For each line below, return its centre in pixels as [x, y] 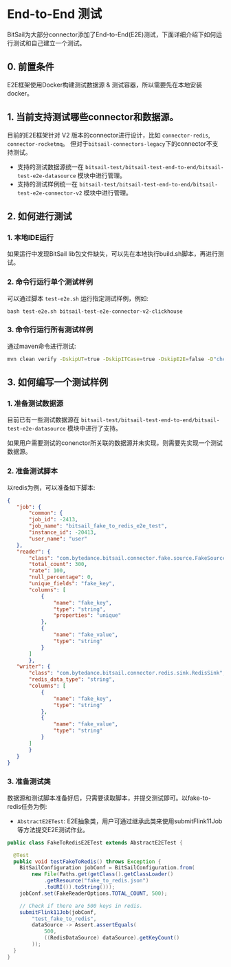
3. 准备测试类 [29, 781]
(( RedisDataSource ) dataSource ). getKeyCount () [112, 938]
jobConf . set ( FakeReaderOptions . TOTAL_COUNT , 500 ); [93, 893]
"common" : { [46, 513]
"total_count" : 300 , [58, 565]
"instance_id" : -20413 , [63, 533]
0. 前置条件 [31, 67]
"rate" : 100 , [47, 571]
